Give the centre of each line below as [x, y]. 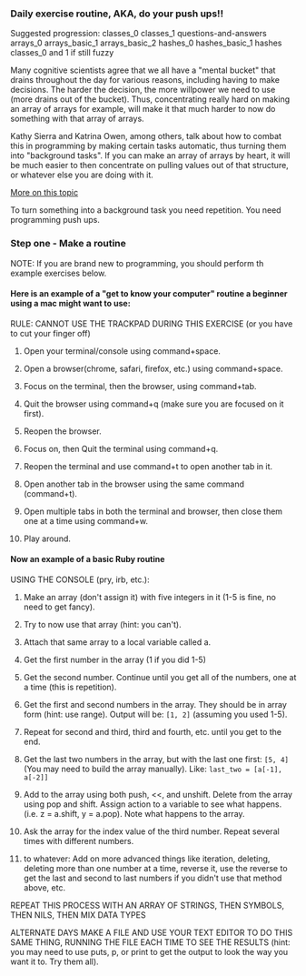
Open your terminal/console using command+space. [122, 351]
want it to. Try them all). [54, 961]
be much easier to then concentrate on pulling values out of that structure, [149, 166]
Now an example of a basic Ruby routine [88, 559]
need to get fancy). [59, 607]
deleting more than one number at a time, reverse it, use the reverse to [156, 868]
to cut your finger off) [51, 333]
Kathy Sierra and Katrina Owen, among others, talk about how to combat [146, 136]
